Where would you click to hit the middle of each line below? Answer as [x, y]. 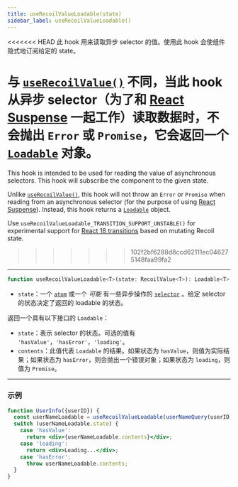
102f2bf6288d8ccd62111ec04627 [180, 252]
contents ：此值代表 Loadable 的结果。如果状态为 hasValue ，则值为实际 [120, 351]
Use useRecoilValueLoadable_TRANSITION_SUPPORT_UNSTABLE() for [102, 223]
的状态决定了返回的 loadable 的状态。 [72, 303]
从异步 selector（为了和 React [96, 100]
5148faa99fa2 [151, 259]
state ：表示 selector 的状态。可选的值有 [76, 333]
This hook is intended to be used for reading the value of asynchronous [112, 173]
